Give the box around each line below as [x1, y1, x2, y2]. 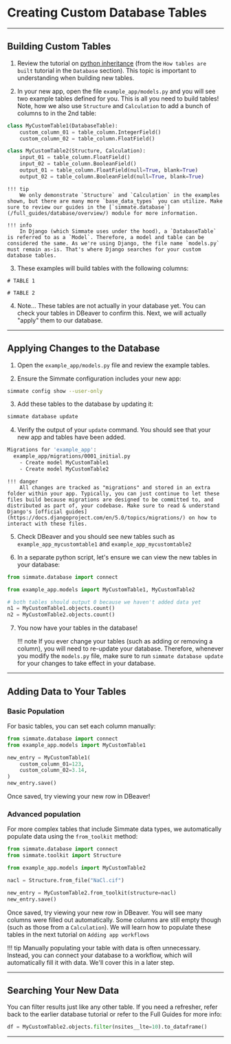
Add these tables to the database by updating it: [16, 400, 153, 408]
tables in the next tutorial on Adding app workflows [7, 930, 150, 939]
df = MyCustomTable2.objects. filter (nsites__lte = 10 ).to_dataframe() [7, 1023, 208, 1031]
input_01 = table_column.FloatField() [19, 154, 131, 161]
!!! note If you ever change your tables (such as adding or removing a [16, 637, 213, 646]
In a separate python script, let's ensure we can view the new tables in [16, 553, 217, 561]
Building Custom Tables [7, 41, 111, 52]
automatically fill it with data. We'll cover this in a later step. [7, 958, 175, 966]
